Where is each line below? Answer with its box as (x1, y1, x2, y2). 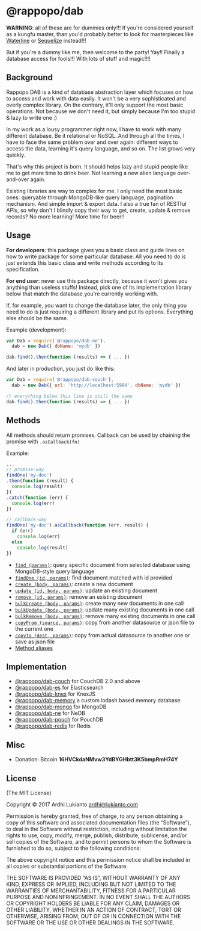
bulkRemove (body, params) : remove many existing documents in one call (14, 612, 196, 619)
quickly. (6, 151, 26, 158)
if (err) (11, 528, 34, 534)
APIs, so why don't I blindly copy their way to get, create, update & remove (6, 206, 191, 214)
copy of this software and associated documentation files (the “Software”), (6, 818, 191, 826)
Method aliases (14, 644, 53, 651)
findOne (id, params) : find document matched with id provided (14, 574, 173, 581)
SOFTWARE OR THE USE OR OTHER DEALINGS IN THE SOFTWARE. (6, 919, 175, 926)
